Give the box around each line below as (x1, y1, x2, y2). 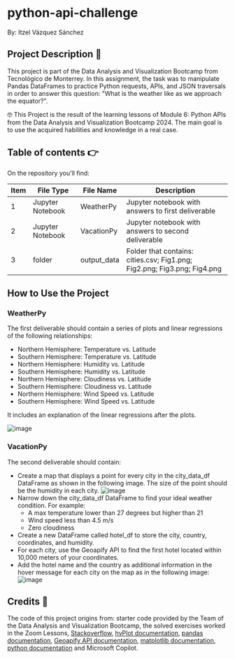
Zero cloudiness (27, 523, 75, 532)
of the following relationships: (7, 332, 93, 340)
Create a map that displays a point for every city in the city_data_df (17, 471, 210, 480)
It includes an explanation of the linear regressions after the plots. (7, 411, 197, 419)
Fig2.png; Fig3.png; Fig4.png (126, 264, 222, 274)
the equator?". (7, 97, 48, 105)
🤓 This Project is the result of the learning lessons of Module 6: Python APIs (7, 110, 227, 118)
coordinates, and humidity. (17, 538, 94, 546)
